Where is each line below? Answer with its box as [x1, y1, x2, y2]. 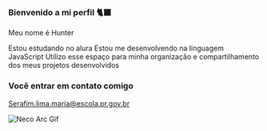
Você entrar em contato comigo [8, 81, 133, 92]
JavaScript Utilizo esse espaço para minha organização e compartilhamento [8, 52, 260, 62]
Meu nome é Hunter [8, 28, 74, 38]
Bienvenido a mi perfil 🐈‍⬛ [8, 6, 112, 18]
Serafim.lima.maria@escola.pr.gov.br [8, 98, 130, 108]
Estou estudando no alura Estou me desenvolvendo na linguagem [8, 43, 224, 54]
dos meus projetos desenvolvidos [8, 61, 120, 70]
